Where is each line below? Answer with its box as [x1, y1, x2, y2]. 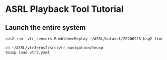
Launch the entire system [5, 23, 86, 32]
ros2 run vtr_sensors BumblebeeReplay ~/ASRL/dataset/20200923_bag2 [5, 36, 153, 41]
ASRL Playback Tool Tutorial [5, 3, 124, 15]
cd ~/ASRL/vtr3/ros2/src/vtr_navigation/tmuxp [5, 45, 103, 50]
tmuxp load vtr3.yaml [5, 50, 50, 55]
